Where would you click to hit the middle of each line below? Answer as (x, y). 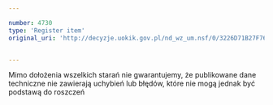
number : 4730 (30, 23)
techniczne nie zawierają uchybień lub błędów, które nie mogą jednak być (132, 84)
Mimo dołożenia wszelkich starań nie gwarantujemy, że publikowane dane (132, 75)
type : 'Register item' (47, 30)
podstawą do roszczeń (47, 92)
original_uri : (32, 38)
